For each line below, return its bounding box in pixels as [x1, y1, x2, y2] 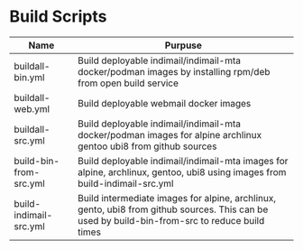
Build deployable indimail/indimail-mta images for [78, 154, 289, 167]
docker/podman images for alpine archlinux [78, 128, 262, 141]
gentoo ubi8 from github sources [78, 140, 217, 153]
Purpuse [164, 39, 203, 51]
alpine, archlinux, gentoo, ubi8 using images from [78, 165, 287, 178]
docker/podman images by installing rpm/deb [78, 65, 271, 78]
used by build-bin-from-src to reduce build [78, 214, 265, 227]
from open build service [78, 77, 179, 89]
